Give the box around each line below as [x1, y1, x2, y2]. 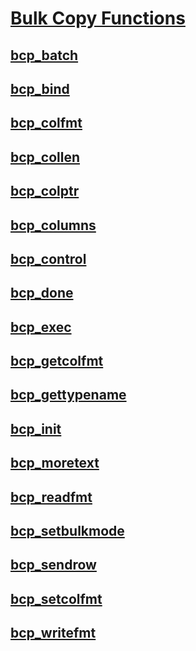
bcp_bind [10, 80, 70, 97]
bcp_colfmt [10, 115, 83, 132]
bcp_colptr [10, 183, 80, 200]
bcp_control [10, 250, 87, 267]
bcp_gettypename [10, 387, 127, 404]
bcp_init [10, 420, 62, 437]
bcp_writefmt [10, 625, 97, 642]
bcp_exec [10, 318, 72, 336]
